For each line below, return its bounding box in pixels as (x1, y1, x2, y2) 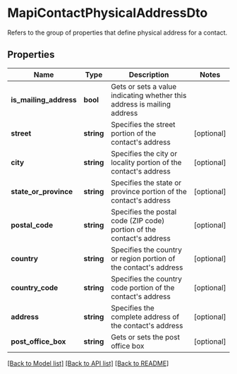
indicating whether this (110, 90, 187, 100)
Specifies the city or (110, 148, 178, 158)
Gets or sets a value (110, 81, 177, 91)
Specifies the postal (110, 207, 177, 217)
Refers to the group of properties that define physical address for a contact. (7, 28, 228, 37)
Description (128, 69, 169, 79)
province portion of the (110, 186, 187, 196)
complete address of (110, 312, 180, 322)
